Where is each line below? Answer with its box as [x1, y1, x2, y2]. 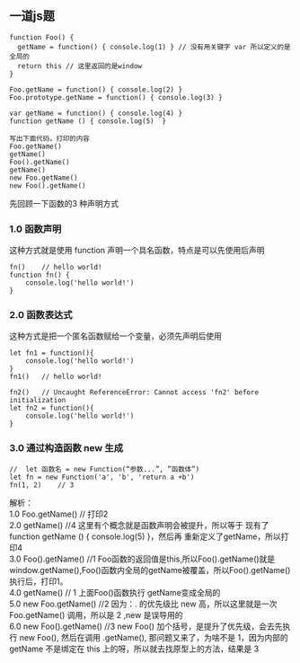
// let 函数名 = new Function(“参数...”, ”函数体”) [9, 464, 200, 473]
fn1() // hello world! [9, 372, 102, 382]
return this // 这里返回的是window [17, 61, 143, 70]
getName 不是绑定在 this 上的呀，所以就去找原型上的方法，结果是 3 [9, 643, 260, 654]
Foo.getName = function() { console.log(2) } [9, 84, 182, 94]
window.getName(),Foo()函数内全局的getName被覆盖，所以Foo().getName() [9, 564, 291, 575]
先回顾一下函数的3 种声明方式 [9, 198, 119, 208]
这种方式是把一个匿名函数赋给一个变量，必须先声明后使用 [9, 331, 222, 341]
